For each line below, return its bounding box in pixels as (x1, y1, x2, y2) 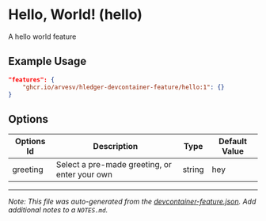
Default (218, 136, 248, 147)
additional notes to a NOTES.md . (8, 205, 108, 215)
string (182, 164, 204, 175)
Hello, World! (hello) (8, 6, 142, 24)
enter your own (55, 169, 113, 180)
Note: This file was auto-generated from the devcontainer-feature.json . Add (8, 196, 256, 207)
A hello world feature (8, 32, 77, 41)
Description (93, 141, 139, 152)
